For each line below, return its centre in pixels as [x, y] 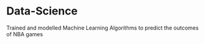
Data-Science [42, 11]
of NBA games [25, 34]
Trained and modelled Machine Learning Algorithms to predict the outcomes [102, 28]
